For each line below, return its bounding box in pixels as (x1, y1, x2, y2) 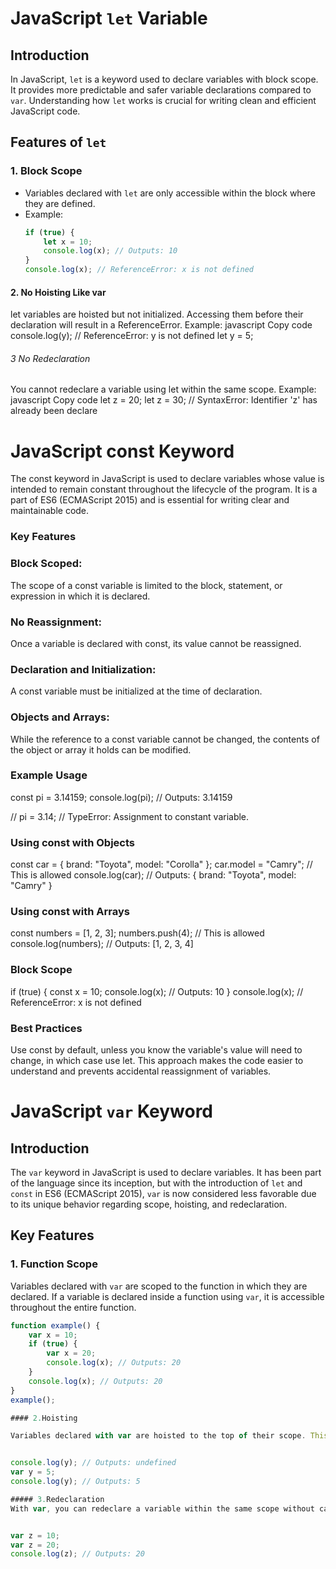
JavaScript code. (10, 105, 81, 117)
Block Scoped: (10, 557, 83, 571)
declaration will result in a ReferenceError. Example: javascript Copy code (10, 319, 313, 331)
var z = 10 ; (10, 1530, 60, 1541)
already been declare (10, 405, 98, 417)
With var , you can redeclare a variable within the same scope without (10, 1503, 315, 1514)
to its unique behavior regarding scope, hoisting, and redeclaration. (10, 1198, 288, 1210)
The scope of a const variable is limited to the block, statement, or (10, 579, 283, 591)
